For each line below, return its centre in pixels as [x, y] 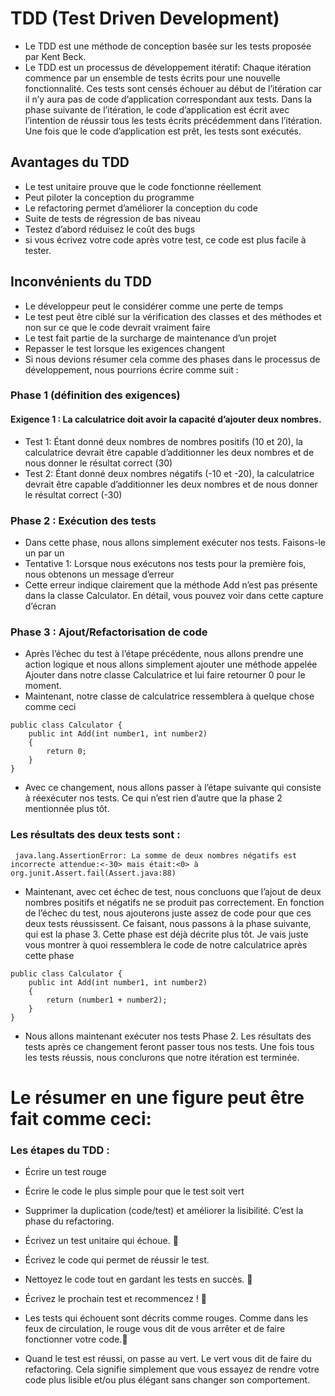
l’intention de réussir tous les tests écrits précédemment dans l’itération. [173, 120]
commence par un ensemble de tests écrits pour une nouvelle [152, 78]
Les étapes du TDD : [60, 1150]
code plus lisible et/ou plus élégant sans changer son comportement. [167, 1380]
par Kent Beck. [55, 56]
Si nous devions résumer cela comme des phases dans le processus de [172, 359]
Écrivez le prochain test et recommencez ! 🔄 [115, 1299]
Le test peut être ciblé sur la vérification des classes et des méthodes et [173, 316]
